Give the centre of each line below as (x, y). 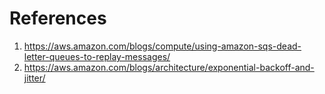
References (58, 18)
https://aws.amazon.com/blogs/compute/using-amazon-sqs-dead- (162, 46)
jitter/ (34, 78)
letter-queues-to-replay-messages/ (97, 56)
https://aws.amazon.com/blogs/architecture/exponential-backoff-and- (169, 67)
